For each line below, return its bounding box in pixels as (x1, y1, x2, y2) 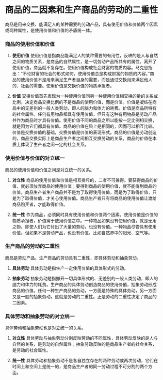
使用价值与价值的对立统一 (5, 155, 65, 162)
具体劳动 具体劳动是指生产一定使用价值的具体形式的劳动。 (12, 265, 129, 271)
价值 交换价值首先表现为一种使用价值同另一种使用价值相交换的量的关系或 (12, 93, 158, 99)
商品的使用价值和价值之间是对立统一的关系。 (5, 167, 95, 172)
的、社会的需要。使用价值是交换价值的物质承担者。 (12, 83, 114, 89)
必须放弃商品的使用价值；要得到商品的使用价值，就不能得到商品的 (25, 183, 157, 189)
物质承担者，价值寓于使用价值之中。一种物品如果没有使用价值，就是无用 (12, 217, 157, 223)
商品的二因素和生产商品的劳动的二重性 (5, 4, 159, 15)
